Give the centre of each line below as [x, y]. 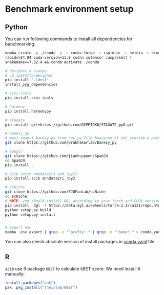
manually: [15, 274]
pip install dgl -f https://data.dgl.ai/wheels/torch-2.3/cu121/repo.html [84, 205]
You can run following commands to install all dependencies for [69, 39]
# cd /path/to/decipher [29, 75]
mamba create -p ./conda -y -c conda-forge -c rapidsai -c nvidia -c [77, 53]
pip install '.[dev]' [27, 80]
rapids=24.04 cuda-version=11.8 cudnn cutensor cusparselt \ [69, 57]
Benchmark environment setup [69, 9]
